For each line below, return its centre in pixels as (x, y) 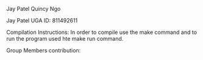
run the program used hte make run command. (65, 38)
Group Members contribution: (44, 50)
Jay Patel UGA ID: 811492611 (42, 20)
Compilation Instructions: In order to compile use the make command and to (101, 32)
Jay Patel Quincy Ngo (34, 9)
